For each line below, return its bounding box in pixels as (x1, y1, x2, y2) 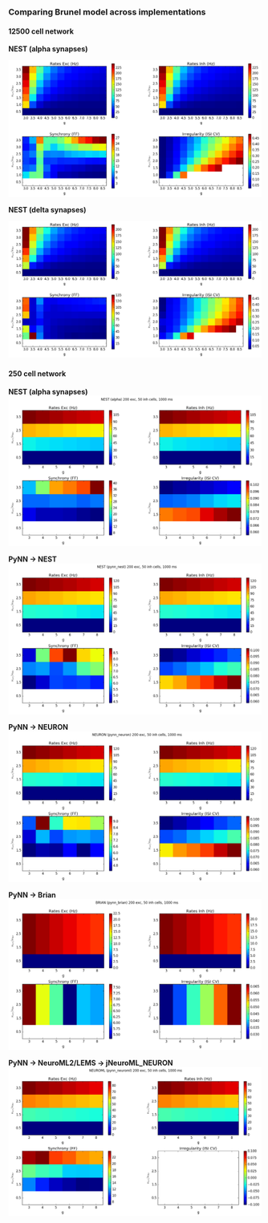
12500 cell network (8, 26, 75, 36)
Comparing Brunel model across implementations (8, 6, 206, 18)
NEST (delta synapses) (8, 205, 87, 215)
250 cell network (8, 369, 67, 379)
